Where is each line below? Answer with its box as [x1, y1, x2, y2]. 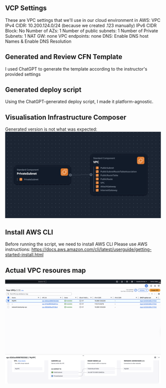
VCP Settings [5, 4, 47, 12]
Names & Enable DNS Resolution [5, 38, 72, 44]
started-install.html [5, 252, 43, 258]
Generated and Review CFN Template [5, 53, 123, 61]
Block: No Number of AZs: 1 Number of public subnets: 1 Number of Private [5, 27, 158, 34]
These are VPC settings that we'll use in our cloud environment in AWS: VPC [5, 17, 161, 23]
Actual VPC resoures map [5, 266, 86, 275]
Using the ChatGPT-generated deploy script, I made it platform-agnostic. [5, 99, 154, 105]
